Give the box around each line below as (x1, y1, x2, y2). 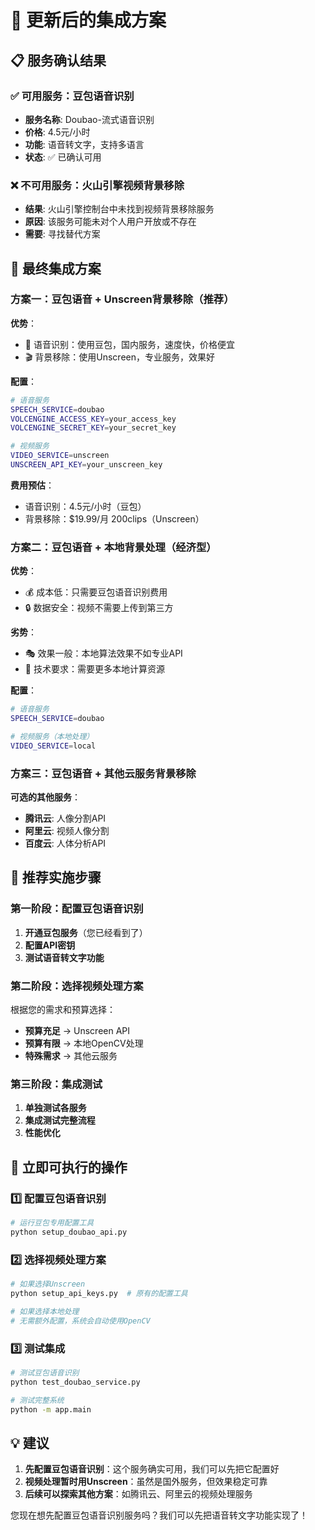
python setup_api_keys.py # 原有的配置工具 (10, 1288, 188, 1298)
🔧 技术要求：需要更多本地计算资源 (24, 663, 165, 675)
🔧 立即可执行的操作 (10, 1159, 128, 1176)
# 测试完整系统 (10, 1395, 65, 1405)
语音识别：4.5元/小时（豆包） (24, 500, 147, 512)
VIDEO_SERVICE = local (10, 741, 97, 751)
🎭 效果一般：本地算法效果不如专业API (24, 647, 183, 660)
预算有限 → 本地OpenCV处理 (24, 1037, 144, 1050)
